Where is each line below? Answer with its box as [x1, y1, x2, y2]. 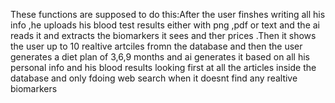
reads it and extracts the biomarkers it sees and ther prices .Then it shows [10, 30, 317, 41]
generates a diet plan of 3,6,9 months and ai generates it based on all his [10, 51, 310, 63]
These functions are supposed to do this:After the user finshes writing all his [10, 9, 326, 20]
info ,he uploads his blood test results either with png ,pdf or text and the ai [10, 19, 320, 31]
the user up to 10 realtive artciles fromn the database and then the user [10, 40, 303, 52]
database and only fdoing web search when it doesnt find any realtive [10, 72, 298, 84]
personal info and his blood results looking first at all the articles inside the [10, 62, 317, 73]
